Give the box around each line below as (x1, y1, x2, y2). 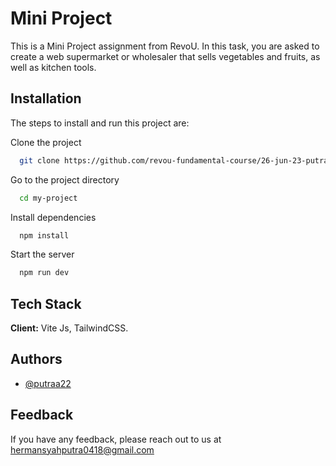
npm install (19, 230, 70, 241)
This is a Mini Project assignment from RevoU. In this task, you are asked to (10, 40, 320, 52)
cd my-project (19, 193, 78, 203)
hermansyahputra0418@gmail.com (10, 443, 155, 456)
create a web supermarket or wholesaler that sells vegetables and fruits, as (10, 50, 321, 62)
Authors (10, 351, 63, 368)
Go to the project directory (10, 173, 120, 186)
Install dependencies (10, 211, 97, 223)
